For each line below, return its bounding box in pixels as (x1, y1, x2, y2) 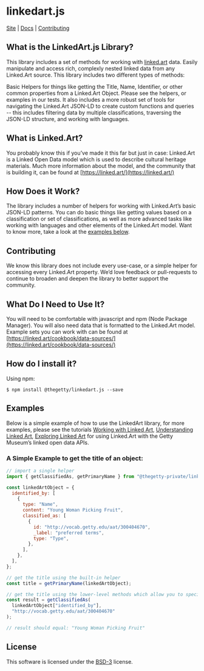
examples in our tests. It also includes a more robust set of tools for (6, 96, 175, 103)
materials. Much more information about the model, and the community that (6, 162, 195, 169)
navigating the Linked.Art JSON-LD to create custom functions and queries (6, 102, 194, 110)
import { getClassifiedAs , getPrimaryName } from (6, 473, 135, 479)
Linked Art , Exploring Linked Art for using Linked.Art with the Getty (6, 432, 173, 440)
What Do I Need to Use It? (6, 299, 105, 309)
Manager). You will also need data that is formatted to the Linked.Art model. (6, 321, 195, 329)
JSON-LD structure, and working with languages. (6, 115, 129, 122)
